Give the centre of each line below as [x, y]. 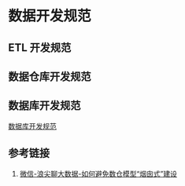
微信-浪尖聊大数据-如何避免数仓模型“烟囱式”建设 [98, 173]
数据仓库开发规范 [50, 77]
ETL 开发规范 [40, 47]
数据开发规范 [50, 16]
